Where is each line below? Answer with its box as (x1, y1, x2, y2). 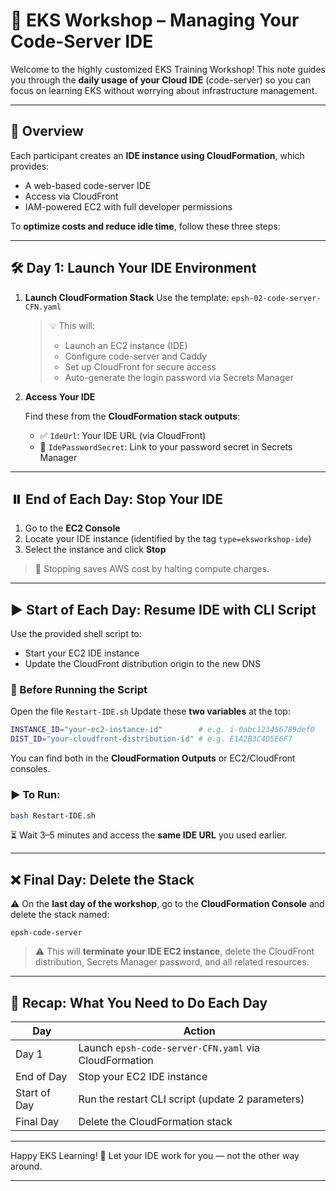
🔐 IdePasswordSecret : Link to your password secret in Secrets (39, 440, 293, 453)
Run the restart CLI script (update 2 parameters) (78, 1092, 305, 1106)
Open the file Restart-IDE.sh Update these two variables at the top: (10, 705, 291, 718)
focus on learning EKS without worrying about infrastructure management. (10, 84, 318, 96)
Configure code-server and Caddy (64, 350, 208, 362)
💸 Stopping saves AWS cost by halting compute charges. (34, 563, 270, 575)
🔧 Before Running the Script (10, 683, 148, 697)
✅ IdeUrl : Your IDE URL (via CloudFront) (39, 429, 207, 441)
